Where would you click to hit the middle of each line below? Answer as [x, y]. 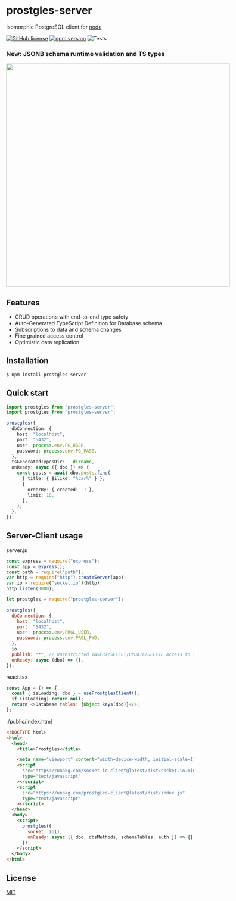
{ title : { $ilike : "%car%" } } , [63, 479]
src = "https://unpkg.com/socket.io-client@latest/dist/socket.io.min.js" [114, 771]
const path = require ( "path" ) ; [45, 572]
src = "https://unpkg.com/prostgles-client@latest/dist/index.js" [103, 793]
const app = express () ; [36, 566]
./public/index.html [29, 721]
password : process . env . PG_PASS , [57, 451]
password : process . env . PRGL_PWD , [58, 638]
